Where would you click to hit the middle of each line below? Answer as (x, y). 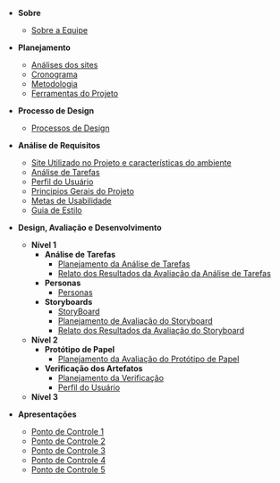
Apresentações (47, 414)
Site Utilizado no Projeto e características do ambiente (131, 163)
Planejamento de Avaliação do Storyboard (135, 321)
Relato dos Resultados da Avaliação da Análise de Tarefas (164, 273)
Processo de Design (56, 110)
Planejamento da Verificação (110, 378)
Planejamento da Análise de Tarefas (124, 264)
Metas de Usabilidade (71, 201)
